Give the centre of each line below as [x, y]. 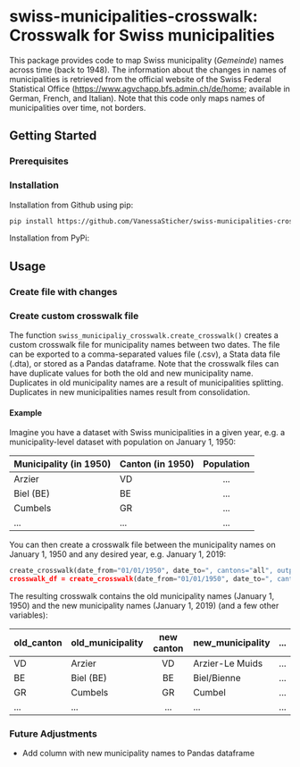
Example [26, 412]
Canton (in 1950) [157, 464]
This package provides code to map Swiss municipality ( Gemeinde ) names [146, 60]
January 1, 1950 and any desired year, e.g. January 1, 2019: [118, 554]
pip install [31, 221]
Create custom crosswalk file [74, 316]
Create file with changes [63, 291]
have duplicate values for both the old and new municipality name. [131, 374]
